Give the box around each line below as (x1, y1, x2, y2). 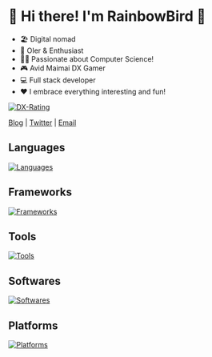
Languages (8, 141, 66, 154)
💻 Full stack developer (19, 75, 96, 85)
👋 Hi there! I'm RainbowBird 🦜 (8, 7, 206, 26)
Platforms (8, 319, 58, 332)
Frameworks (8, 186, 73, 199)
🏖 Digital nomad (19, 34, 76, 43)
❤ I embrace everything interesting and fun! (19, 86, 166, 96)
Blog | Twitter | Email (8, 118, 77, 127)
